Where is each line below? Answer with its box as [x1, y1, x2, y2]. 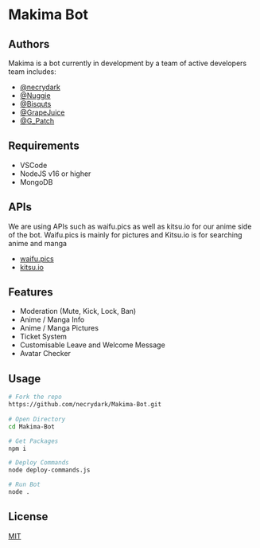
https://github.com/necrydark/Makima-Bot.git [8, 401, 161, 409]
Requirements [8, 139, 80, 153]
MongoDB [19, 177, 53, 186]
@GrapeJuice [19, 108, 65, 117]
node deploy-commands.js [8, 466, 91, 475]
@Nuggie [19, 91, 51, 100]
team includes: [8, 67, 57, 76]
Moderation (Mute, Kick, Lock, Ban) [19, 307, 137, 316]
